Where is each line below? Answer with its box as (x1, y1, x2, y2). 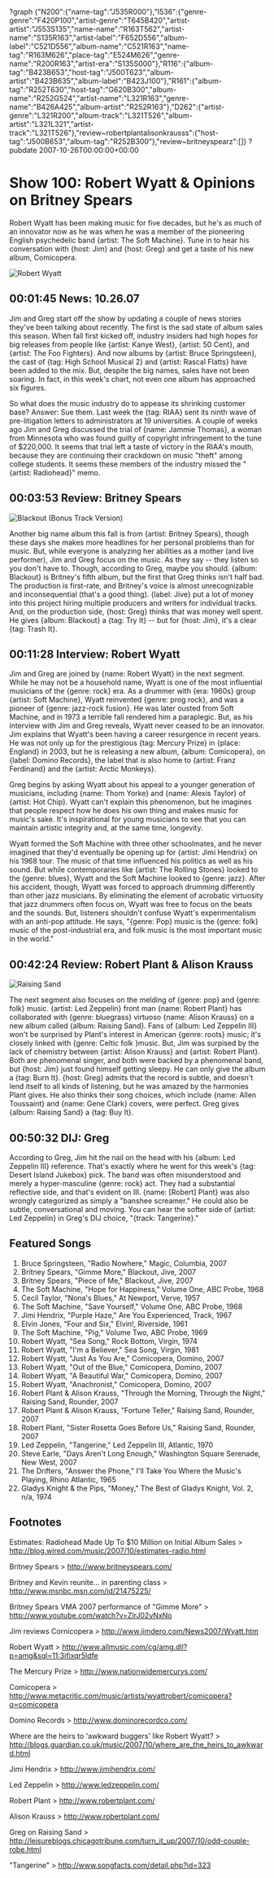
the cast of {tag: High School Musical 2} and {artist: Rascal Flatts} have (9, 357, 247, 366)
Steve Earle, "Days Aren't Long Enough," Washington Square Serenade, (20, 1448, 261, 1458)
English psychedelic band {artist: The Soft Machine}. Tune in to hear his (9, 235, 250, 245)
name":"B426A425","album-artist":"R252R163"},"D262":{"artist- (9, 102, 225, 112)
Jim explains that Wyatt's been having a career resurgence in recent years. (9, 729, 261, 739)
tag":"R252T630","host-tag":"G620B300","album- (9, 85, 177, 94)
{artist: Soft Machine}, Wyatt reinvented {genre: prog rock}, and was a (9, 695, 245, 705)
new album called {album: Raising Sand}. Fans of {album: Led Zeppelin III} (9, 1021, 258, 1031)
